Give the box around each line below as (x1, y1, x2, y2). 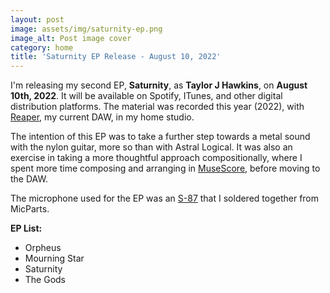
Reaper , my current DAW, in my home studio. (10, 111, 195, 123)
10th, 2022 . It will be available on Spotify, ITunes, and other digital (10, 90, 283, 102)
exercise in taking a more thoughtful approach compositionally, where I (10, 152, 303, 164)
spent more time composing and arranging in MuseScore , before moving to (10, 162, 321, 175)
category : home (10, 42, 74, 53)
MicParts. (10, 203, 50, 215)
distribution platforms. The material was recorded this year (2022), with (10, 101, 305, 113)
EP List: (10, 222, 43, 235)
